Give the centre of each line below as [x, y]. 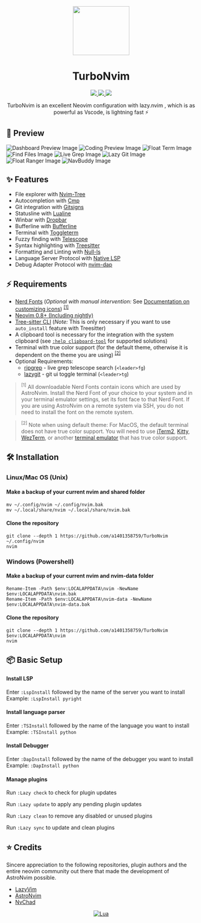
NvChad [25, 902]
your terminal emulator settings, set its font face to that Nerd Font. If [105, 399]
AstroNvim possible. [31, 878]
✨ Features [27, 180]
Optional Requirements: [44, 361]
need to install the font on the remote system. [77, 412]
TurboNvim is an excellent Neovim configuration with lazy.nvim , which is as [101, 105]
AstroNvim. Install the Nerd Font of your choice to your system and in [107, 393]
